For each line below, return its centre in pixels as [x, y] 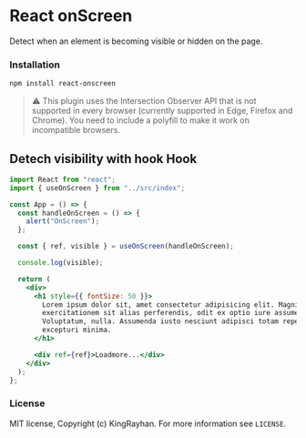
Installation [35, 65]
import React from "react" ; [63, 179]
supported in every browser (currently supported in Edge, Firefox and [162, 111]
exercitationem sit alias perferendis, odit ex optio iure [157, 313]
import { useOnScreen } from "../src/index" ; [97, 188]
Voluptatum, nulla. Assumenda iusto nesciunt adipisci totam [161, 321]
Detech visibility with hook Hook [103, 159]
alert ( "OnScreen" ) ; [63, 221]
